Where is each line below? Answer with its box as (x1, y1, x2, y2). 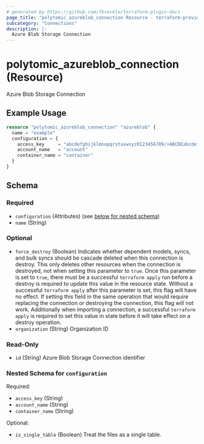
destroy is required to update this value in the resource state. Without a (15, 280, 193, 287)
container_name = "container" (17, 152, 94, 158)
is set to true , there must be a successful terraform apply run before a (15, 274, 193, 281)
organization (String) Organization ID (15, 325, 109, 332)
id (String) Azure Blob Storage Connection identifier (15, 354, 146, 362)
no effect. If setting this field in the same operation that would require (15, 292, 189, 300)
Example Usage (6, 108, 67, 118)
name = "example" (12, 130, 56, 136)
